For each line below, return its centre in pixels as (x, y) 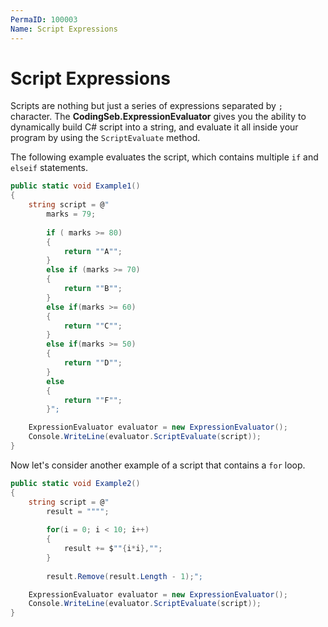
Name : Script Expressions (64, 29)
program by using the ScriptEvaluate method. (105, 138)
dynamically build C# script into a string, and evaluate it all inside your (154, 127)
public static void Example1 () (75, 186)
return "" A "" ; (93, 251)
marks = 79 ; (71, 214)
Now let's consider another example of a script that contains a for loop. (158, 465)
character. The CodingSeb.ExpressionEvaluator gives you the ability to (158, 117)
